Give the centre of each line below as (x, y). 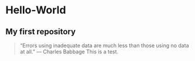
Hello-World (36, 10)
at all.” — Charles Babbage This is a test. (69, 52)
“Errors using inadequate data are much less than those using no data (104, 45)
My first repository (41, 32)
